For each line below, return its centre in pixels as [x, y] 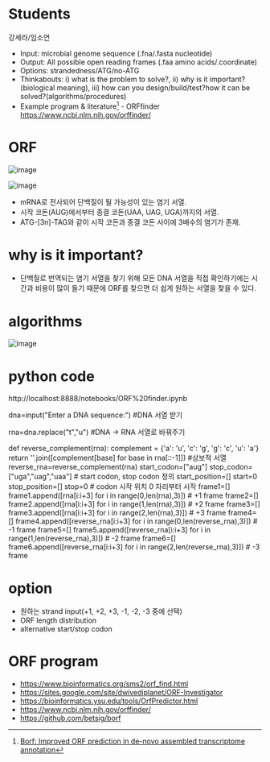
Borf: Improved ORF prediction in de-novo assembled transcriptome [133, 741]
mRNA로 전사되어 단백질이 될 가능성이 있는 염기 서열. [103, 201]
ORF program [53, 662]
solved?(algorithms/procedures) [73, 96]
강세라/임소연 [29, 37]
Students [39, 14]
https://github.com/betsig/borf [70, 719]
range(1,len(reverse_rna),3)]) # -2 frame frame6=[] [92, 538]
